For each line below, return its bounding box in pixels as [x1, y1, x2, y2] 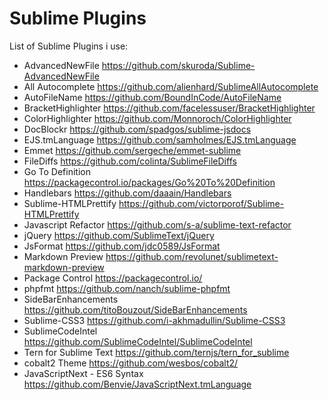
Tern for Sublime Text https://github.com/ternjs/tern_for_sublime [23, 346, 290, 358]
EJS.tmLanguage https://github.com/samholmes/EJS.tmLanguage [23, 133, 297, 146]
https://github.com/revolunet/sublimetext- [105, 250, 279, 262]
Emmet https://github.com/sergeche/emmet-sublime [23, 144, 242, 156]
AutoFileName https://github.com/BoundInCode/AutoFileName [23, 91, 282, 103]
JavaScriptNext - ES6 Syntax [23, 367, 144, 379]
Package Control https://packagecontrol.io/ [23, 272, 203, 284]
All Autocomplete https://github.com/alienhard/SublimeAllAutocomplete [23, 80, 319, 92]
